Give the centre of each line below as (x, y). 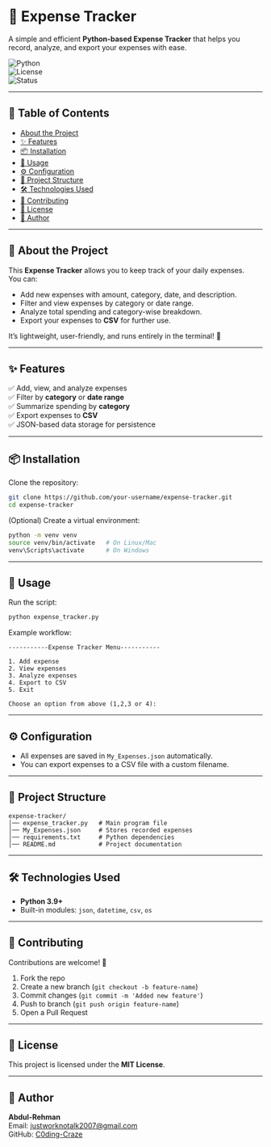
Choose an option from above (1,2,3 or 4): (83, 704)
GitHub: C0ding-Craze (46, 1134)
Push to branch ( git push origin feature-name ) (100, 1004)
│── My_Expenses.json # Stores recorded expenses (101, 830)
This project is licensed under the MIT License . (87, 1065)
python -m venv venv (43, 535)
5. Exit (21, 690)
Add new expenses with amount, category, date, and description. (128, 294)
